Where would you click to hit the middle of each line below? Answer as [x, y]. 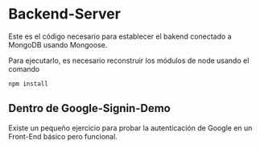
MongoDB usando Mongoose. [58, 44]
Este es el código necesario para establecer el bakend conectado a [120, 36]
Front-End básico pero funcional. [63, 136]
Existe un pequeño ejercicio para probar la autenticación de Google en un [130, 128]
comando [24, 68]
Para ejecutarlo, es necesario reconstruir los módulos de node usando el [129, 60]
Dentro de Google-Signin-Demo [89, 108]
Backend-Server [64, 14]
